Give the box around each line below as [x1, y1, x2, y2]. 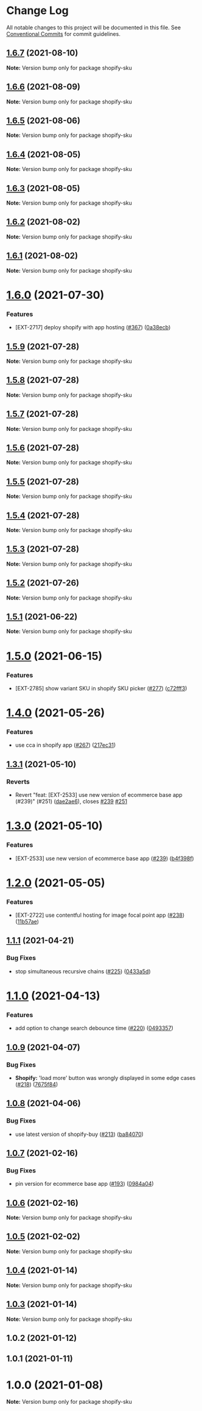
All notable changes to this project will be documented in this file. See [6, 24, 181, 31]
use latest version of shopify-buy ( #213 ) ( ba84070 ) [15, 1130, 144, 1138]
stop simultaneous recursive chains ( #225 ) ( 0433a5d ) [15, 967, 151, 975]
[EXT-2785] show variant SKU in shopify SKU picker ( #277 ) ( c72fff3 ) [15, 684, 187, 691]
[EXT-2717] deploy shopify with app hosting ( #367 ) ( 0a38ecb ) [15, 324, 171, 331]
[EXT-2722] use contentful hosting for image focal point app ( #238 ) [15, 911, 185, 919]
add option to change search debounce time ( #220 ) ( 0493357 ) [15, 1024, 173, 1032]
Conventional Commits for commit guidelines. [6, 30, 120, 37]
